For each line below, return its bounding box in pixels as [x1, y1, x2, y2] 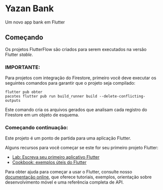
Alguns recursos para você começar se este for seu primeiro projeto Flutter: [5, 145, 159, 151]
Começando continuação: [5, 124, 69, 131]
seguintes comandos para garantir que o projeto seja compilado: [5, 80, 136, 86]
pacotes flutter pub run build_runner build [5, 94, 97, 99]
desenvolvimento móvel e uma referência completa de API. [5, 179, 124, 185]
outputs [5, 98, 21, 103]
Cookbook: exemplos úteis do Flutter [12, 160, 87, 166]
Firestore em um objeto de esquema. [5, 112, 79, 118]
